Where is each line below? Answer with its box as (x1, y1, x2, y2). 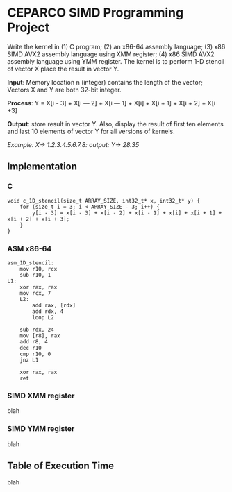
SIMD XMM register (7, 391, 75, 400)
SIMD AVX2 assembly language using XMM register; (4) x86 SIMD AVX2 (7, 50, 215, 58)
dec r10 (19, 344, 42, 351)
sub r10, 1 (19, 271, 51, 278)
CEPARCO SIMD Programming (7, 5, 184, 21)
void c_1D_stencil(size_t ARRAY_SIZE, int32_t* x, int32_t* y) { (7, 197, 200, 204)
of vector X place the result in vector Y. (7, 65, 119, 73)
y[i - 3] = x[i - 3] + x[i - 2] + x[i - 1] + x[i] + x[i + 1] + (32, 210, 222, 217)
